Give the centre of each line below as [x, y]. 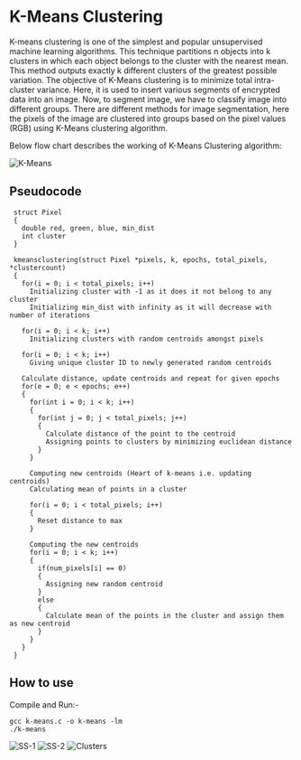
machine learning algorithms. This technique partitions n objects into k [140, 51]
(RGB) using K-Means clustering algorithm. [89, 127]
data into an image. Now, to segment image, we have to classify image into [148, 99]
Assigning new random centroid [105, 584]
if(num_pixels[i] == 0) [82, 568]
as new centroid [40, 624]
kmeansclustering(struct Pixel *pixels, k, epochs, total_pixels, [141, 259]
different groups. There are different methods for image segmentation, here [150, 108]
